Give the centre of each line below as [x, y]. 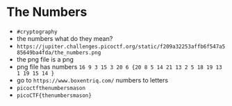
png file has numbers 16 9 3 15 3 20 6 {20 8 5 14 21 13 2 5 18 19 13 [119, 67]
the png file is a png [45, 59]
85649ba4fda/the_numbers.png [59, 53]
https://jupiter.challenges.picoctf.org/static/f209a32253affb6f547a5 [121, 46]
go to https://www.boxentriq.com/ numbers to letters [92, 80]
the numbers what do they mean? [65, 38]
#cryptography [37, 32]
